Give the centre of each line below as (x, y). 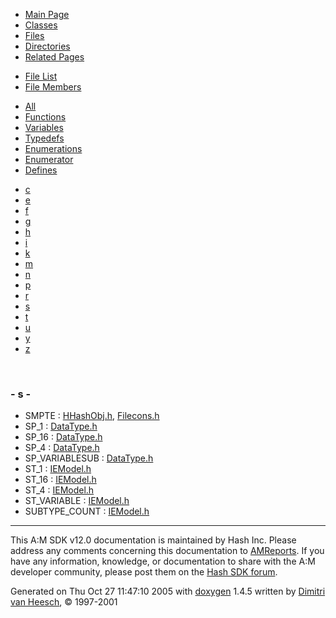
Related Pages (54, 57)
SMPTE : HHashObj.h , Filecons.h (92, 416)
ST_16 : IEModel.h (60, 480)
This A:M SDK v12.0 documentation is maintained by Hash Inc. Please (153, 540)
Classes (41, 25)
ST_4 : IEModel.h (59, 490)
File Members (53, 87)
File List (41, 76)
